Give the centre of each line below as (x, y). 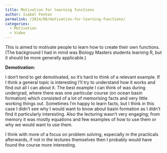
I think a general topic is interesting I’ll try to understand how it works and (80, 82)
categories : (17, 24)
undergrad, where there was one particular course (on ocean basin (74, 93)
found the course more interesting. (41, 145)
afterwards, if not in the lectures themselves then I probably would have (79, 140)
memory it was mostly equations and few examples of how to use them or (81, 119)
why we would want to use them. (39, 125)
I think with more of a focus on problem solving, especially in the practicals (82, 134)
